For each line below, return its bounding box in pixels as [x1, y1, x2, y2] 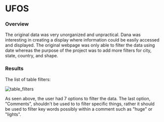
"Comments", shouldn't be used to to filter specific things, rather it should [5, 101, 155, 107]
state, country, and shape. [5, 53, 58, 59]
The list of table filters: [5, 76, 51, 82]
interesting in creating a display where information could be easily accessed [5, 37, 160, 43]
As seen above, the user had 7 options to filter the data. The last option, [5, 95, 151, 101]
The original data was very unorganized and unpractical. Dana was [5, 32, 141, 38]
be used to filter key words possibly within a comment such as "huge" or [5, 106, 153, 112]
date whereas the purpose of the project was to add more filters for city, [5, 47, 152, 53]
